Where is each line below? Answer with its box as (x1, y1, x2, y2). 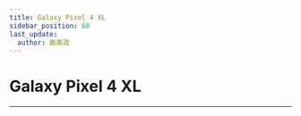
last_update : (9, 29, 58, 38)
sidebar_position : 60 (9, 21, 90, 30)
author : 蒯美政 (17, 37, 70, 47)
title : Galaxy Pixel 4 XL (9, 12, 106, 22)
